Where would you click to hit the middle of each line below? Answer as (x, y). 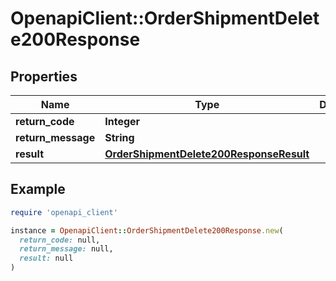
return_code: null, (60, 240)
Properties (44, 76)
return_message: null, (66, 249)
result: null (46, 258)
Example (38, 189)
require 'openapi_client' (64, 212)
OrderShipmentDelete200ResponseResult (207, 154)
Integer (122, 121)
